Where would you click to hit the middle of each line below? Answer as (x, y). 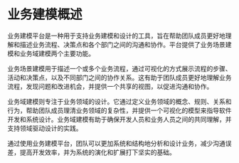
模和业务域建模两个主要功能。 (51, 53)
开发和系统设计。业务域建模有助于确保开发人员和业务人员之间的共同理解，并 (119, 119)
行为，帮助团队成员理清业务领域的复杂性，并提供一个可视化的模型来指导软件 (119, 110)
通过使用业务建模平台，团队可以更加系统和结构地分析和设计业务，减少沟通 (116, 143)
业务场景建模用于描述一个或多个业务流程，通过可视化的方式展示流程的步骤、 (119, 68)
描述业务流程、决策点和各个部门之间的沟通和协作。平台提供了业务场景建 (126, 44)
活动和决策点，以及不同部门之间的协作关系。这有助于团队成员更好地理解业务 (119, 77)
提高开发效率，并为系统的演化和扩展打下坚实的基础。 (97, 152)
